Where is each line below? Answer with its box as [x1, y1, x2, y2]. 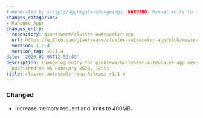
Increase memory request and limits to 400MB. [14, 104, 133, 112]
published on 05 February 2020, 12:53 [11, 65, 110, 71]
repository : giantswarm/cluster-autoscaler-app [11, 31, 134, 38]
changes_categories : [6, 15, 59, 21]
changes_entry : [6, 25, 45, 32]
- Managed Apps [6, 20, 45, 26]
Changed [6, 91, 34, 99]
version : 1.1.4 [11, 43, 50, 49]
